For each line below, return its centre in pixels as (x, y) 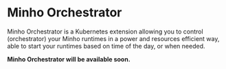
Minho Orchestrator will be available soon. (69, 59)
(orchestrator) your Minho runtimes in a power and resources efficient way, (113, 38)
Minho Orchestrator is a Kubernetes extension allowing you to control (105, 31)
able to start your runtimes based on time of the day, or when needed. (106, 46)
